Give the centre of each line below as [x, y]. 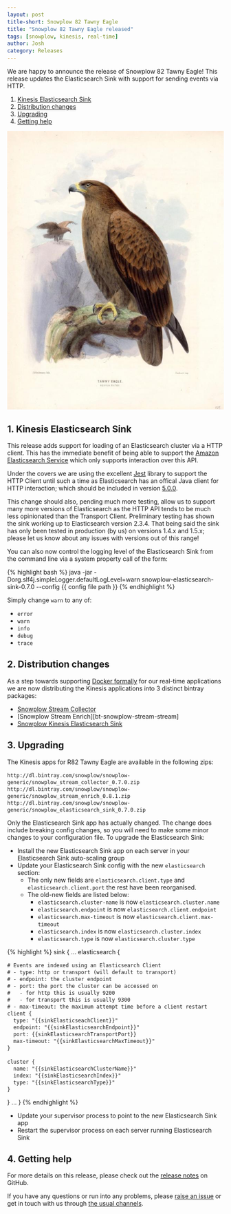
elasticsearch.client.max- [175, 917]
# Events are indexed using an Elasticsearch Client [84, 965]
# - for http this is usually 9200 [61, 993]
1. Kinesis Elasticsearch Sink [69, 429]
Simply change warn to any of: [49, 600]
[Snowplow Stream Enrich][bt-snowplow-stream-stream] [98, 716]
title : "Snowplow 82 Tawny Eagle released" [70, 29]
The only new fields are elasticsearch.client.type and [106, 880]
